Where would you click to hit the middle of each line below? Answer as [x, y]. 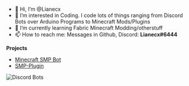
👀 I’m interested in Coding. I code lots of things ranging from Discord [99, 15]
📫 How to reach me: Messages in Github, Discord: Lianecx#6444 [96, 34]
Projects [17, 48]
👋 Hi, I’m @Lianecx [38, 9]
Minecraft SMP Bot [38, 59]
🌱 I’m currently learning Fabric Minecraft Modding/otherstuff [89, 28]
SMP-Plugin [29, 66]
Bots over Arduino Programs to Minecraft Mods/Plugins [82, 21]
